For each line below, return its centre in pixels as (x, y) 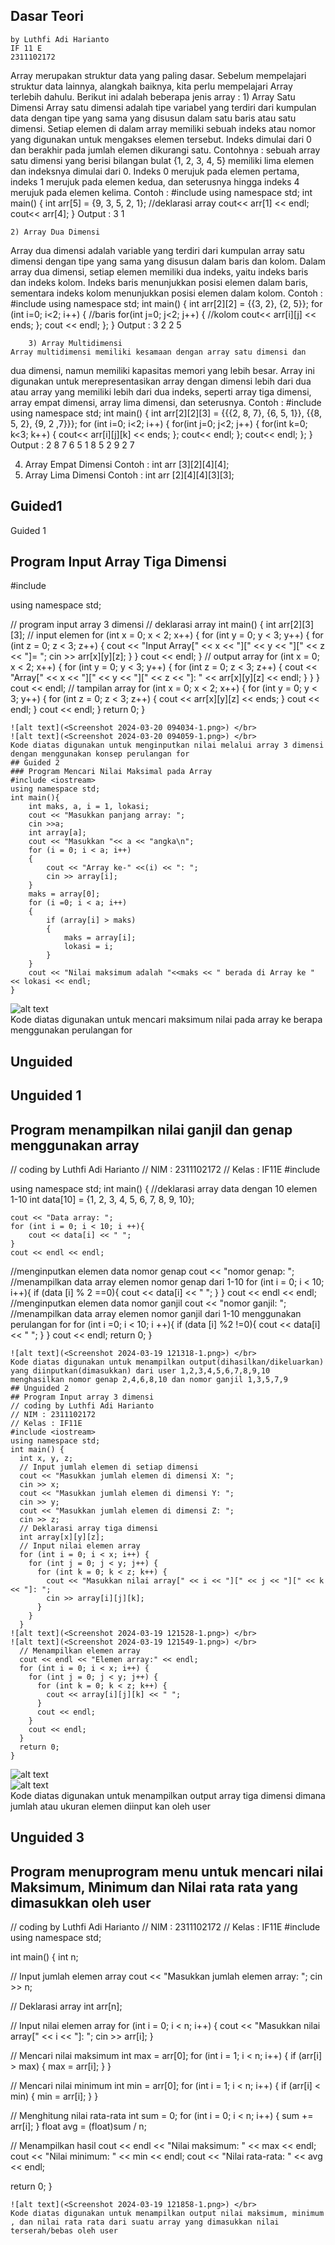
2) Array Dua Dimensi (55, 232)
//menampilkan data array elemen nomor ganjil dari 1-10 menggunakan (156, 1314)
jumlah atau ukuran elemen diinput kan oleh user (110, 1806)
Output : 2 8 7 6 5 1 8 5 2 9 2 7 (72, 445)
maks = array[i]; (100, 938)
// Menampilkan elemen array (80, 1651)
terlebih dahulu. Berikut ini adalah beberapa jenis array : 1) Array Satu (153, 96)
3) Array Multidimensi (75, 343)
